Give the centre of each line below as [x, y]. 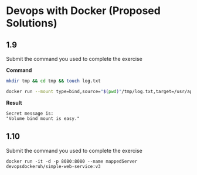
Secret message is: [30, 113]
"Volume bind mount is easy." [43, 118]
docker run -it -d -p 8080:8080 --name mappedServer [72, 161]
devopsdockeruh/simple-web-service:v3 [53, 166]
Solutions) [32, 23]
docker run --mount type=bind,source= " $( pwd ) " [64, 91]
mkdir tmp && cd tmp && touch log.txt [53, 81]
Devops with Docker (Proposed [84, 11]
